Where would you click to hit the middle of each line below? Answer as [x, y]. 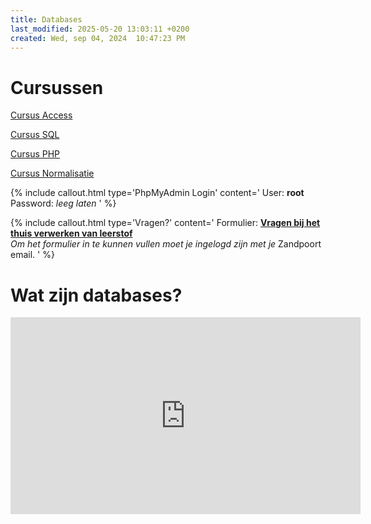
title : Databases [46, 19]
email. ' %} [32, 255]
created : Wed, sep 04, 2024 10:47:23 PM [98, 38]
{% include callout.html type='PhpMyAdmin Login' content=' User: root [157, 193]
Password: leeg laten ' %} [63, 203]
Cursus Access [41, 115]
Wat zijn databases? [96, 295]
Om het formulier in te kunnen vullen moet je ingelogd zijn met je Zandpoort [166, 244]
